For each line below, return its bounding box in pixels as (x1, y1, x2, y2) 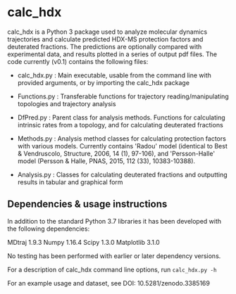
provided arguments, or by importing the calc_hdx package (17, 78, 190, 87)
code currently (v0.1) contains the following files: (7, 57, 149, 65)
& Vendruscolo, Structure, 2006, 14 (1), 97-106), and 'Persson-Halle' (17, 149, 216, 158)
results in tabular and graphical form (17, 177, 123, 186)
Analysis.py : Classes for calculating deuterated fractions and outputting (17, 170, 228, 179)
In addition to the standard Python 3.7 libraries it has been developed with (7, 217, 222, 225)
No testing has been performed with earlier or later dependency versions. (7, 251, 221, 260)
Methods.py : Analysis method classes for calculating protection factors (17, 134, 227, 143)
